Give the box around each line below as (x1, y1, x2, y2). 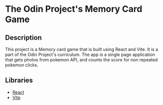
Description (5, 33, 42, 42)
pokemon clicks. (5, 62, 38, 68)
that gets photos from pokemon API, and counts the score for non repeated (5, 57, 158, 62)
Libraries (5, 76, 33, 84)
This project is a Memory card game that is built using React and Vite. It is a (5, 47, 159, 52)
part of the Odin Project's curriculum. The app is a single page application (5, 52, 155, 57)
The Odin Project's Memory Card (5, 3, 143, 15)
